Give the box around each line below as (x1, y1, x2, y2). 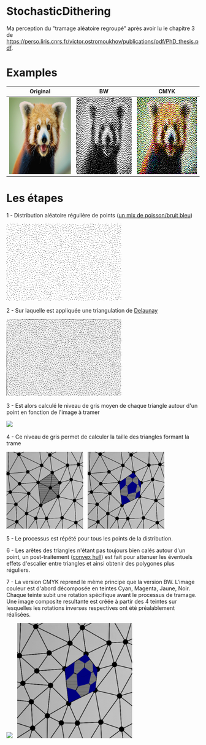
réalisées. (6, 611, 31, 618)
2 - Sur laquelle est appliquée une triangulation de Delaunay (6, 307, 158, 314)
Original (29, 88, 51, 95)
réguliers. (6, 566, 31, 574)
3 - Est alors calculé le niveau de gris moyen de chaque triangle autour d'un (6, 402, 198, 410)
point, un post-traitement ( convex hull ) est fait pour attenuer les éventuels (6, 553, 193, 561)
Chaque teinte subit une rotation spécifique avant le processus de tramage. (6, 591, 197, 599)
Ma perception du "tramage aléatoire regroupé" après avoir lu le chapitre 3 (6, 25, 195, 32)
